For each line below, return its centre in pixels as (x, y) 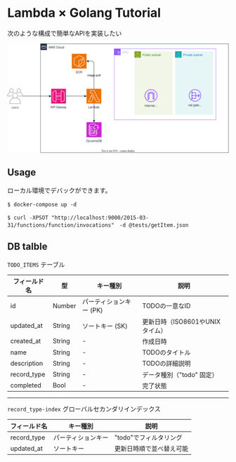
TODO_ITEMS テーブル (36, 264)
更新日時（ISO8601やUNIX (182, 322)
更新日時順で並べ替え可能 (151, 449)
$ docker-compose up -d (42, 204)
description (27, 363)
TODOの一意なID (166, 306)
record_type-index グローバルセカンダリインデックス (84, 409)
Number (64, 305)
